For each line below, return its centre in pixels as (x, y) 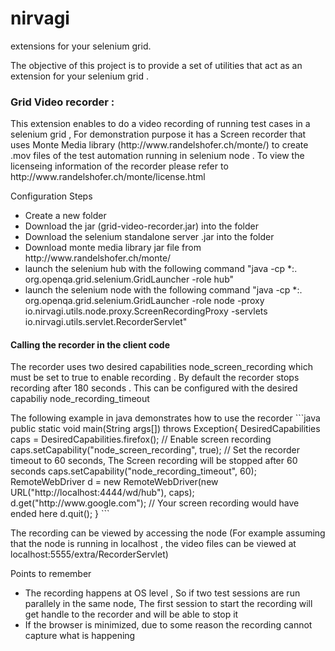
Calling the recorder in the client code (90, 344)
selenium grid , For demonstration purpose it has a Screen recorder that (158, 134)
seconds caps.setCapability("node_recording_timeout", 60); (133, 471)
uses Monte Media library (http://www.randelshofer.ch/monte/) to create (159, 145)
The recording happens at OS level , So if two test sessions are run (162, 593)
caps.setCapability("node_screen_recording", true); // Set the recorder (155, 450)
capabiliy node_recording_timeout (80, 399)
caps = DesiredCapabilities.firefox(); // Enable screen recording (141, 439)
